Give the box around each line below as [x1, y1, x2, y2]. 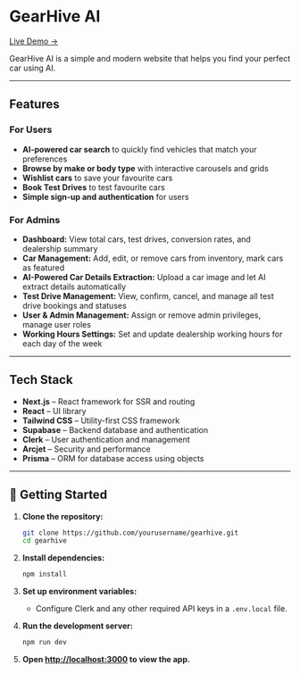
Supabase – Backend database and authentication [21, 424, 208, 435]
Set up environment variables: [21, 586, 137, 597]
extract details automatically [21, 281, 127, 292]
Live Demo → [9, 36, 59, 46]
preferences [21, 154, 68, 164]
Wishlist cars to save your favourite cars [21, 172, 173, 183]
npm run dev [21, 638, 67, 647]
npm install [21, 569, 67, 579]
